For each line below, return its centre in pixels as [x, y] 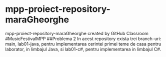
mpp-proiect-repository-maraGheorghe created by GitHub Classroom [77, 33]
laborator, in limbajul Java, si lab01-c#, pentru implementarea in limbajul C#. [83, 49]
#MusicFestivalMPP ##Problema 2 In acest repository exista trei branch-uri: [83, 39]
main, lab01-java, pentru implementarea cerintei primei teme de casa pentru [83, 44]
